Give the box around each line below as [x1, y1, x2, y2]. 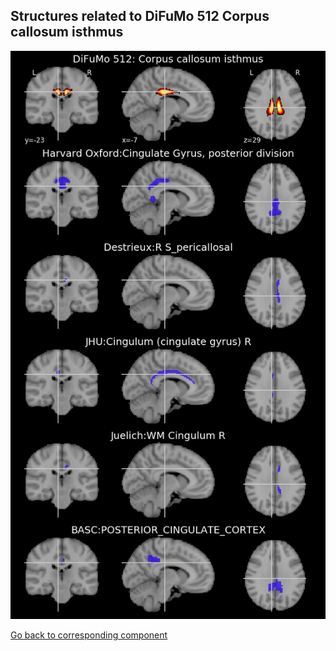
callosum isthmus [10, 24, 124, 41]
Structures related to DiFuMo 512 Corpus [10, 8, 270, 25]
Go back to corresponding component [10, 629, 168, 641]
